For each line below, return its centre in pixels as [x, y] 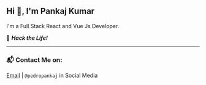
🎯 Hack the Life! [27, 38]
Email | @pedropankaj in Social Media [52, 76]
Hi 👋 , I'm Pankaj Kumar [51, 11]
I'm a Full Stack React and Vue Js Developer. [63, 26]
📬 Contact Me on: [34, 60]
